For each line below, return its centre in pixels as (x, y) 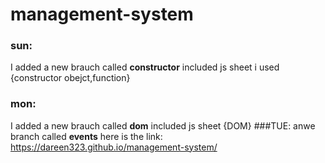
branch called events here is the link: (86, 136)
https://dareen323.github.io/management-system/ (114, 147)
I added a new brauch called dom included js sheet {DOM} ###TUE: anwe (163, 125)
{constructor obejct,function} (70, 78)
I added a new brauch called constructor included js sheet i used (145, 67)
